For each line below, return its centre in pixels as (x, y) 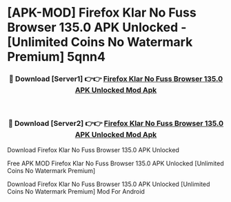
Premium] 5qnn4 (56, 57)
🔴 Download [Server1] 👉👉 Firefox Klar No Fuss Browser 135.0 (116, 79)
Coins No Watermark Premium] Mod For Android (76, 191)
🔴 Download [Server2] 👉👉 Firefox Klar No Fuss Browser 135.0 (116, 124)
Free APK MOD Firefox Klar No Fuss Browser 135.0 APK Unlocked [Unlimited (115, 163)
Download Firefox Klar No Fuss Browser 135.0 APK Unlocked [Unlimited (109, 184)
